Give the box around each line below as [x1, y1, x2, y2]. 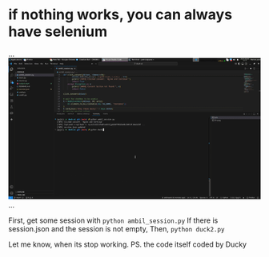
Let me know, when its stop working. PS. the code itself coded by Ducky [8, 239, 247, 249]
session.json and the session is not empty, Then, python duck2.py [8, 224, 225, 234]
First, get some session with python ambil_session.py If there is [8, 215, 219, 225]
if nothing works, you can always [8, 6, 233, 24]
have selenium [8, 22, 108, 41]
